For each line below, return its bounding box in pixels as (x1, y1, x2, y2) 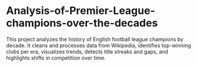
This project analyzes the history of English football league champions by (6, 36, 184, 43)
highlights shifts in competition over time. (6, 54, 106, 61)
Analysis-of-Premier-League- (6, 4, 155, 17)
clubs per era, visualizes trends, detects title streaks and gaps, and (6, 48, 169, 55)
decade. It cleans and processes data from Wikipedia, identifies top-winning (6, 42, 191, 49)
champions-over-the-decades (6, 16, 158, 30)
